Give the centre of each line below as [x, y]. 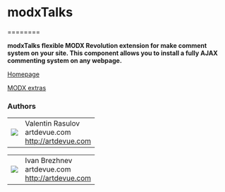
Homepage [24, 74]
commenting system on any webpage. [65, 60]
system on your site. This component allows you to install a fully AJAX [113, 53]
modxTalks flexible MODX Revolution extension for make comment [107, 45]
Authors [22, 106]
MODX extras [27, 88]
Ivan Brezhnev [49, 161]
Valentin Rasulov [52, 124]
